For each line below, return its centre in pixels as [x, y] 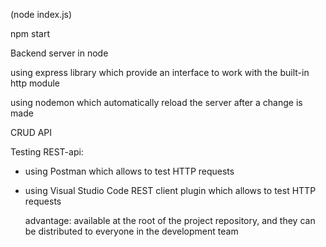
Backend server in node [59, 53]
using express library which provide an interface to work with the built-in [160, 72]
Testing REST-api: [47, 152]
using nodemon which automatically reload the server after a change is [156, 102]
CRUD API [31, 132]
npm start [30, 33]
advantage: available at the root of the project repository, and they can [170, 220]
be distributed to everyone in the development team [131, 231]
